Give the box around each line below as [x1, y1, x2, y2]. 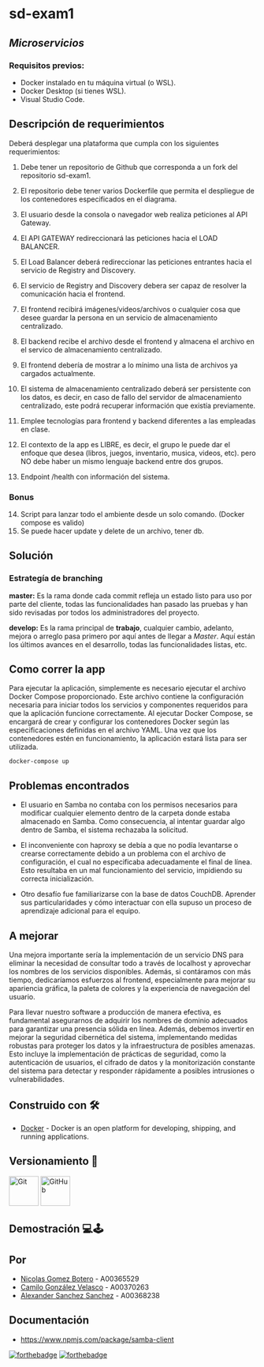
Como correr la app [9, 663, 106, 676]
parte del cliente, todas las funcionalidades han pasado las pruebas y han [9, 599, 248, 608]
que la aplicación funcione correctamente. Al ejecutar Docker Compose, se [9, 709, 253, 718]
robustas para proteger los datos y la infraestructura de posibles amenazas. [9, 1041, 255, 1051]
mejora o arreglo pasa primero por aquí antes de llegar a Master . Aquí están [9, 631, 255, 641]
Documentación [9, 1313, 90, 1327]
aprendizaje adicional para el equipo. [20, 906, 141, 916]
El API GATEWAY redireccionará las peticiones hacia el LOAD [20, 233, 218, 243]
